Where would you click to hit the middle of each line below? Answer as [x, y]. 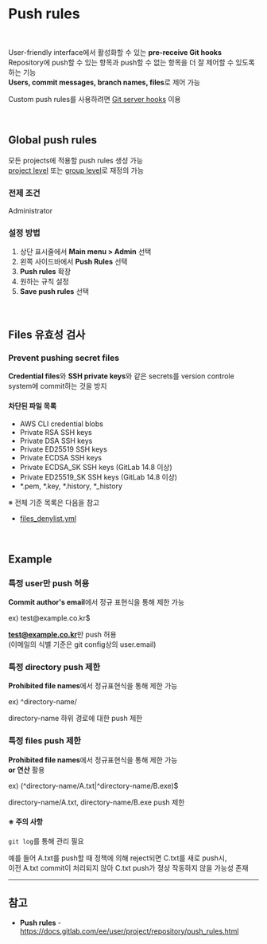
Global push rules [53, 140]
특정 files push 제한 [45, 741]
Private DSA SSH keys [56, 441]
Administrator [31, 211]
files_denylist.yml [48, 519]
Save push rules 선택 [54, 292]
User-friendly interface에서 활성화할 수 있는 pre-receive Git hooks [115, 52]
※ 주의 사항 [26, 822]
